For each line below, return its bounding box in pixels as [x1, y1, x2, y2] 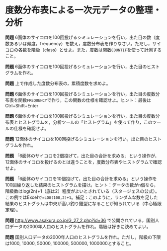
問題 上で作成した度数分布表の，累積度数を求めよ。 [5, 80, 111, 86]
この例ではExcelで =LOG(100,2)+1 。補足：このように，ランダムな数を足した [5, 194, 158, 200]
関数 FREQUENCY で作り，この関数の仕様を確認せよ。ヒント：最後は [18, 97, 152, 103]
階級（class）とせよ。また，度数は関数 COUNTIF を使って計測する [31, 47, 162, 53]
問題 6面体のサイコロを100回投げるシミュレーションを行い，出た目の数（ [5, 34, 156, 40]
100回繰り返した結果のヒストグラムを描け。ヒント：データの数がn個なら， [5, 182, 159, 188]
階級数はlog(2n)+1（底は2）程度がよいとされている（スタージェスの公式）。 [5, 188, 160, 194]
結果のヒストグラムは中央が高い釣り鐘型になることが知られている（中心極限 [5, 200, 162, 206]
